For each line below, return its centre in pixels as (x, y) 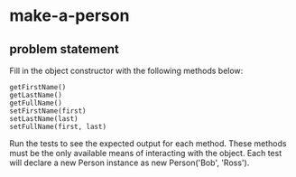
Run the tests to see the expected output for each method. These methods (148, 144)
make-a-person (69, 16)
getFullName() (36, 103)
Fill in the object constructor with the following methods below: (126, 70)
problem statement (64, 49)
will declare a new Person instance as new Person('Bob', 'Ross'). (129, 163)
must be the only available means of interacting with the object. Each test (146, 153)
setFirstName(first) (48, 111)
